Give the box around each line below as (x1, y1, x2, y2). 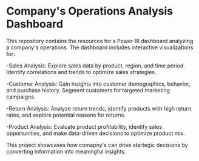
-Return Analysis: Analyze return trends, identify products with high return (6, 104, 192, 112)
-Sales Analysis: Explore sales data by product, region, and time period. (6, 62, 185, 69)
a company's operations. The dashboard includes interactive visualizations (6, 44, 194, 51)
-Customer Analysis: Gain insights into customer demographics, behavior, (6, 80, 191, 87)
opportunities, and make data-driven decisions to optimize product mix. (6, 129, 185, 137)
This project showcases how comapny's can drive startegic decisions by (6, 141, 188, 148)
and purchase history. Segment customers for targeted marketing (6, 86, 170, 94)
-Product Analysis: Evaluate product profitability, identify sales (6, 123, 163, 130)
